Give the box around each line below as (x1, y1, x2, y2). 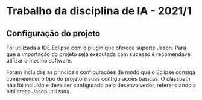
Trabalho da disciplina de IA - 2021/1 (6, 4, 192, 18)
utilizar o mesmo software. (6, 57, 72, 64)
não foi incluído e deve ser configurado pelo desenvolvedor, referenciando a (6, 81, 196, 89)
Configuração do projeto (6, 28, 101, 39)
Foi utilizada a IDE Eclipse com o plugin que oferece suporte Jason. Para (6, 44, 187, 51)
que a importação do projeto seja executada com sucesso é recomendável (6, 51, 192, 58)
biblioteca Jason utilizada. (6, 88, 71, 95)
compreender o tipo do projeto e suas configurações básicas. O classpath (6, 75, 191, 82)
